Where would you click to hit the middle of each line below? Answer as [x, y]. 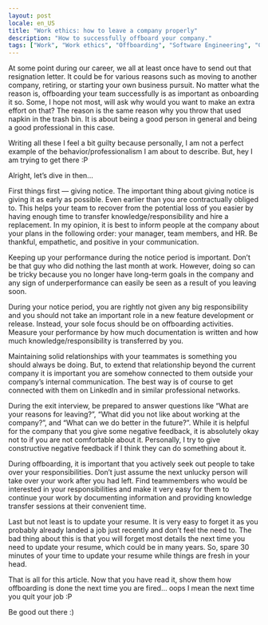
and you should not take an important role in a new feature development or [131, 316]
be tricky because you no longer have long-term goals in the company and [131, 275]
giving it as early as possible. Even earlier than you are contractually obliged [134, 200]
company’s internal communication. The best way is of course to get [121, 382]
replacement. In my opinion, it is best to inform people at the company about [134, 225]
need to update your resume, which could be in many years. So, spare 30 [129, 547]
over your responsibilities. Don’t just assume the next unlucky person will [128, 472]
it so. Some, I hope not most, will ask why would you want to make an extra [132, 102]
